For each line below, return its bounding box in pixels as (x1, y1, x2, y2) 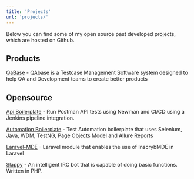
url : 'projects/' (6, 14, 49, 20)
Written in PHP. (6, 167, 43, 174)
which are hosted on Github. (6, 37, 75, 44)
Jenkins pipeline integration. (6, 114, 75, 121)
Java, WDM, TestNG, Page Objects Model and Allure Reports (6, 132, 153, 139)
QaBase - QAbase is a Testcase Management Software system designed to (6, 69, 188, 77)
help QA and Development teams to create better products (6, 75, 148, 82)
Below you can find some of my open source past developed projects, (6, 30, 176, 37)
